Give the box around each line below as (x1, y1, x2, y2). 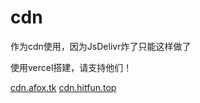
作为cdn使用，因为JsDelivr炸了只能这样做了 (10, 40, 192, 52)
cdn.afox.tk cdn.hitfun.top (10, 81, 117, 93)
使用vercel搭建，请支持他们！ (10, 61, 133, 73)
